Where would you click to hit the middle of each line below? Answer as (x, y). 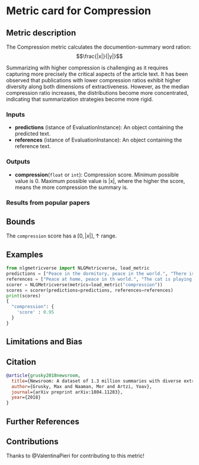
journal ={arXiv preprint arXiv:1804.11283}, (67, 392)
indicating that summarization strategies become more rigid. (80, 99)
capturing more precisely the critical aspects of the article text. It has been (97, 74)
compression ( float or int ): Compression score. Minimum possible (97, 174)
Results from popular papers (48, 203)
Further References (43, 421)
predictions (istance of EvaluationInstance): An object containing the (99, 127)
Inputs (16, 114)
